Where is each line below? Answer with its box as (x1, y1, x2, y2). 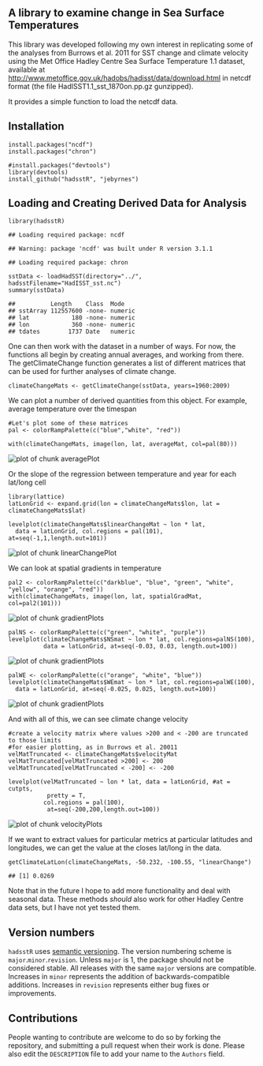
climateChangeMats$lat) (8, 507, 87, 515)
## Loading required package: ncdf (8, 231, 125, 239)
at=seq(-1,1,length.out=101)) (8, 534, 108, 543)
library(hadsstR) (8, 217, 65, 226)
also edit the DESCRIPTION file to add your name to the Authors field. (8, 1049, 225, 1059)
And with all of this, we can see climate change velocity (8, 714, 189, 724)
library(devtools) (8, 168, 69, 176)
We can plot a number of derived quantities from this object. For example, (8, 396, 248, 406)
